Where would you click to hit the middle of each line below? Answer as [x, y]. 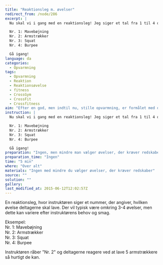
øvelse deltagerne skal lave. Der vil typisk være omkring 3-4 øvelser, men [79, 208]
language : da [18, 59]
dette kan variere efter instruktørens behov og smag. [58, 213]
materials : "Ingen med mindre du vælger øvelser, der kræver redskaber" [80, 171]
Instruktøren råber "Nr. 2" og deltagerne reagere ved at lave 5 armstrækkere [81, 252]
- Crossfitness [25, 104]
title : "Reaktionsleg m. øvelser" [40, 9]
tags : [10, 72]
